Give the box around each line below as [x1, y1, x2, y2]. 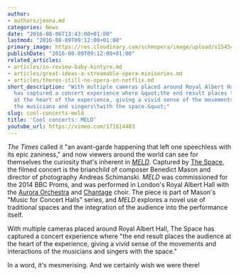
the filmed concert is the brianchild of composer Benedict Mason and [7, 165, 211, 174]
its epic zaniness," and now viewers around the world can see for [7, 150, 199, 159]
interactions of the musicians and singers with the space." [7, 247, 178, 255]
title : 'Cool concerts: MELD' [7, 116, 97, 123]
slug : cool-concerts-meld [7, 110, 84, 117]
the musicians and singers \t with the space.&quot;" [14, 103, 171, 110]
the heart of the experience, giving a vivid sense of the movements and [7, 239, 217, 248]
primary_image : [7, 43, 53, 51]
